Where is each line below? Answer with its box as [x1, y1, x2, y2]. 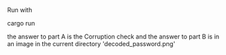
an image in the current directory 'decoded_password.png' [7, 40, 175, 47]
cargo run [7, 19, 35, 27]
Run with [7, 6, 33, 14]
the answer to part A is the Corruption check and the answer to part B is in [7, 32, 220, 41]
